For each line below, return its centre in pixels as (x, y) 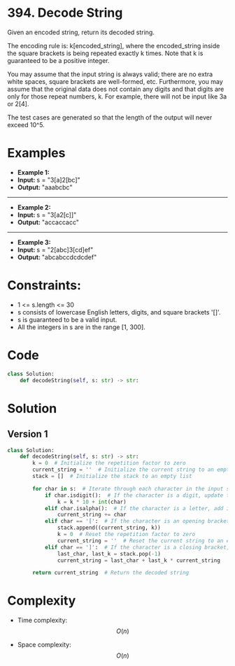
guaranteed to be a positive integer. (58, 60)
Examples (36, 153)
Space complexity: (44, 645)
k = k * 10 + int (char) (92, 502)
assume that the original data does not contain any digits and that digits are (116, 89)
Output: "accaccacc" (48, 222)
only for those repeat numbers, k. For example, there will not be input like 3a (117, 96)
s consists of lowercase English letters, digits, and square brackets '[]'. (119, 312)
